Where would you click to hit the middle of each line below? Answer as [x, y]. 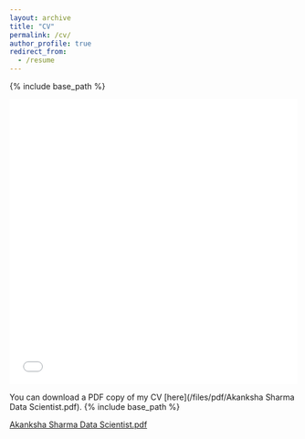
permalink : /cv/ [40, 35]
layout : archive [40, 18]
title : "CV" [32, 26]
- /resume [36, 60]
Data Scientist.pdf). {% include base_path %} [95, 407]
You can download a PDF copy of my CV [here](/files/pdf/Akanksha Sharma [152, 397]
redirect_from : [38, 52]
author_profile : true [51, 43]
